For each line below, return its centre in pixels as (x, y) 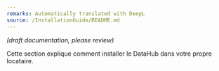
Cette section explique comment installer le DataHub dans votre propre (109, 54)
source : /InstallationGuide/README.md (63, 20)
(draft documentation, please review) (60, 40)
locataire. (20, 61)
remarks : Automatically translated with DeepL (76, 14)
